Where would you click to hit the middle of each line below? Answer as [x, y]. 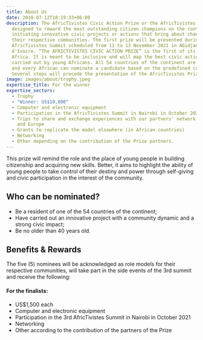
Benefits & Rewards [44, 250]
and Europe [31, 125]
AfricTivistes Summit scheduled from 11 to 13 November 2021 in [94, 46]
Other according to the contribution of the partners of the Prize [93, 330]
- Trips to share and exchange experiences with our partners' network [104, 119]
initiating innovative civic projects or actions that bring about [98, 34]
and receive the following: [38, 277]
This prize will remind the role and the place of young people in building [95, 159]
